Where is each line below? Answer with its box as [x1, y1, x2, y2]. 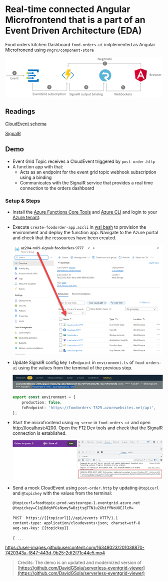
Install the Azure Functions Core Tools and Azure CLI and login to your [12, 209, 157, 215]
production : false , [21, 400, 62, 405]
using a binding [19, 174, 52, 180]
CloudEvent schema [5, 121, 46, 127]
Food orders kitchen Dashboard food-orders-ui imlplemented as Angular [5, 41, 155, 47]
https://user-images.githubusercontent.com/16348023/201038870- [5, 544, 145, 551]
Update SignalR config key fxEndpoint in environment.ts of [12, 359, 134, 365]
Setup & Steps [5, 198, 40, 205]
